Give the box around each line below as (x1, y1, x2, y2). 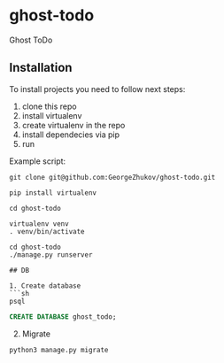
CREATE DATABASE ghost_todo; (9, 312, 117, 321)
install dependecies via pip (21, 129, 120, 140)
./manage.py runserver (9, 250, 93, 259)
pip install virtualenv (9, 188, 97, 197)
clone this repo (21, 101, 77, 112)
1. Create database (9, 281, 81, 290)
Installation (9, 60, 73, 75)
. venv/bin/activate (9, 227, 86, 236)
